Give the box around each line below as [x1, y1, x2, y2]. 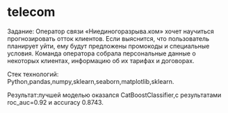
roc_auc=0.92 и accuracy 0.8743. [7, 98, 104, 106]
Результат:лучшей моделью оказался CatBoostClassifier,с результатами [7, 91, 222, 99]
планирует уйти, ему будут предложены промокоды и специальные [7, 42, 210, 50]
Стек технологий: [7, 70, 59, 78]
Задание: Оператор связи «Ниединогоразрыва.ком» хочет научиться [7, 27, 214, 35]
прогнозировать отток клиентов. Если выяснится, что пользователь [7, 34, 210, 42]
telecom [7, 4, 56, 20]
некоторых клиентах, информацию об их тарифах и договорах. [7, 56, 195, 64]
